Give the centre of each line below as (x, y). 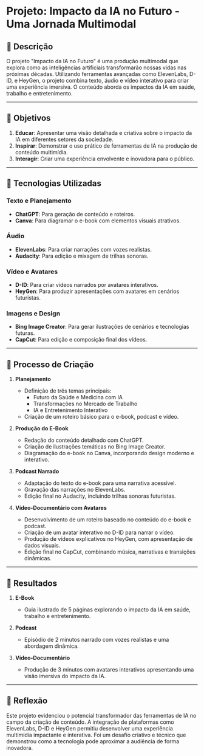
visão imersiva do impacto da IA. (65, 676)
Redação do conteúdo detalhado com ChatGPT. (84, 440)
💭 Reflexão (27, 701)
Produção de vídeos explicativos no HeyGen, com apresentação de (108, 539)
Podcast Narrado (37, 472)
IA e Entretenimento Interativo (70, 410)
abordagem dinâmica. (51, 646)
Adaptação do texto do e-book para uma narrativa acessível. (100, 483)
